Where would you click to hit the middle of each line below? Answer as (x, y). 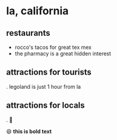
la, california (37, 11)
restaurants (28, 33)
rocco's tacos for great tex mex (53, 47)
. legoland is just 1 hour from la (44, 86)
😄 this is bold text (29, 131)
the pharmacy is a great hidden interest (63, 54)
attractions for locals (45, 105)
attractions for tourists (49, 72)
